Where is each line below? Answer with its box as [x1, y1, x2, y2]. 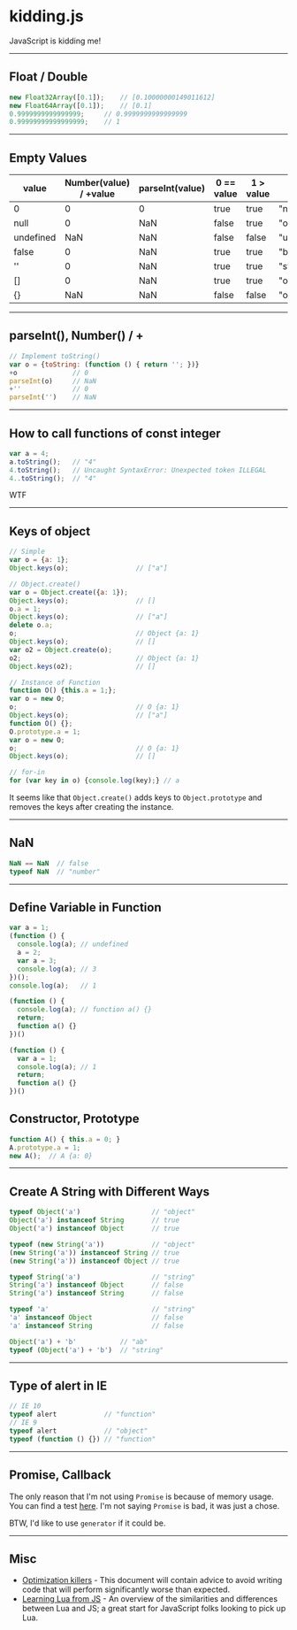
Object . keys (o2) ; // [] [9, 662, 156, 671]
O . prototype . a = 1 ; [9, 727, 81, 736]
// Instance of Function [9, 678, 101, 687]
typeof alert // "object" [9, 1426, 148, 1435]
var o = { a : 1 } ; [9, 556, 69, 565]
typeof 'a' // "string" [9, 1305, 196, 1314]
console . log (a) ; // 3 [17, 965, 97, 973]
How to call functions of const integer [9, 426, 221, 441]
